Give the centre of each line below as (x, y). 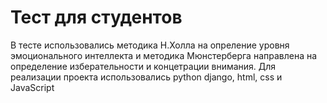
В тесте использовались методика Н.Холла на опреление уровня (150, 45)
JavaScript (32, 87)
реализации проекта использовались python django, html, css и (146, 77)
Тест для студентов (96, 17)
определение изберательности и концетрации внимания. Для (143, 66)
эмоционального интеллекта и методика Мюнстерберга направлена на (164, 55)
